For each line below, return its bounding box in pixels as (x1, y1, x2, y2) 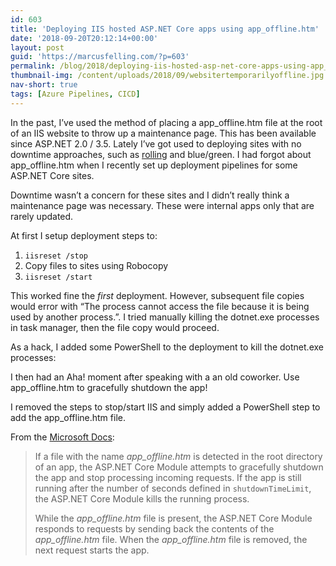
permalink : (10, 61, 56, 71)
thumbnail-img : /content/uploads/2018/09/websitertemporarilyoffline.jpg (10, 71, 325, 81)
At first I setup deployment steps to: (10, 229, 158, 241)
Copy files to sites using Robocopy (24, 259, 169, 271)
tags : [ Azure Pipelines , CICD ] (10, 89, 141, 99)
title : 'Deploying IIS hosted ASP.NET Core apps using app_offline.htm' (10, 24, 320, 34)
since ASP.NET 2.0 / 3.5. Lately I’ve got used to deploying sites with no (10, 137, 302, 150)
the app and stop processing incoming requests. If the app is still (34, 471, 302, 483)
